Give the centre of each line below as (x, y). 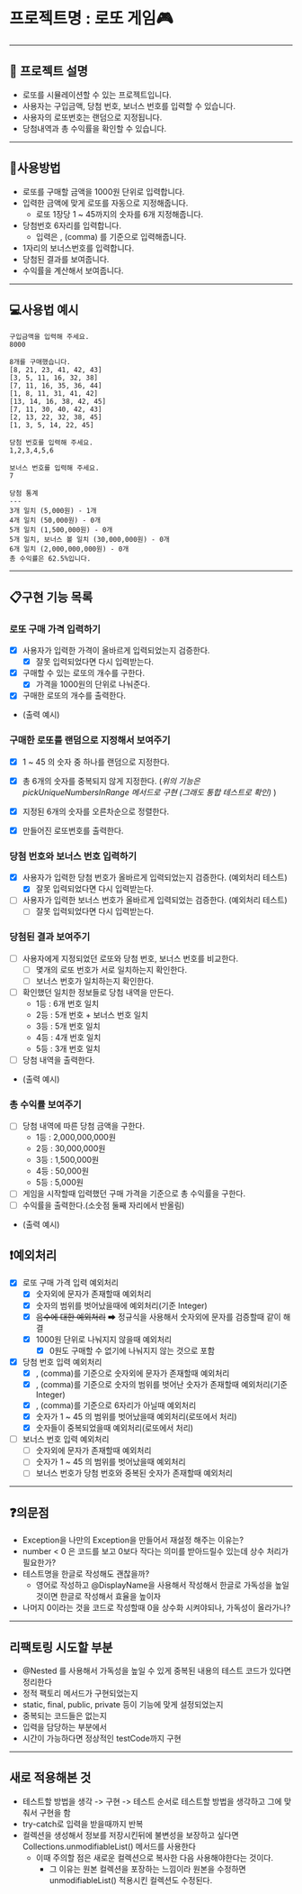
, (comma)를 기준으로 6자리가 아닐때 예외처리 (116, 1405)
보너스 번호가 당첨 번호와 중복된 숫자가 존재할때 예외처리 (134, 1473)
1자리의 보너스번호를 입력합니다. (78, 248)
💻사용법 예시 (44, 310)
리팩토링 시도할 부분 (61, 1647)
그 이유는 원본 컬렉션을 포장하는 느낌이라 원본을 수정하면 (147, 1869)
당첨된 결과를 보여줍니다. (66, 259)
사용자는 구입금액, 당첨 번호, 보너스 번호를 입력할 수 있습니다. (129, 105)
